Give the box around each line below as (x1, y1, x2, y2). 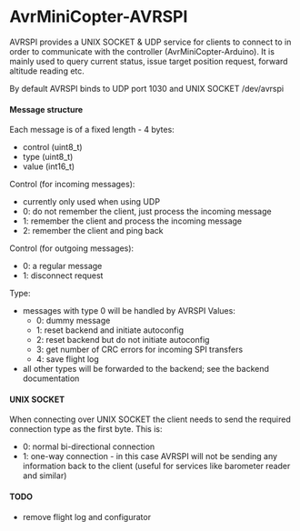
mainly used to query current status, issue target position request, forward (9, 55, 288, 66)
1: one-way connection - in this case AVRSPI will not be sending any (22, 451, 278, 462)
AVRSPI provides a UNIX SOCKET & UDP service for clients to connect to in (9, 36, 292, 47)
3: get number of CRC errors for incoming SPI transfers (35, 344, 244, 356)
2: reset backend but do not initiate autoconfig (35, 335, 210, 346)
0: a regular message (22, 261, 103, 272)
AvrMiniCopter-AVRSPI (9, 6, 188, 27)
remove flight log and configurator (22, 511, 152, 522)
